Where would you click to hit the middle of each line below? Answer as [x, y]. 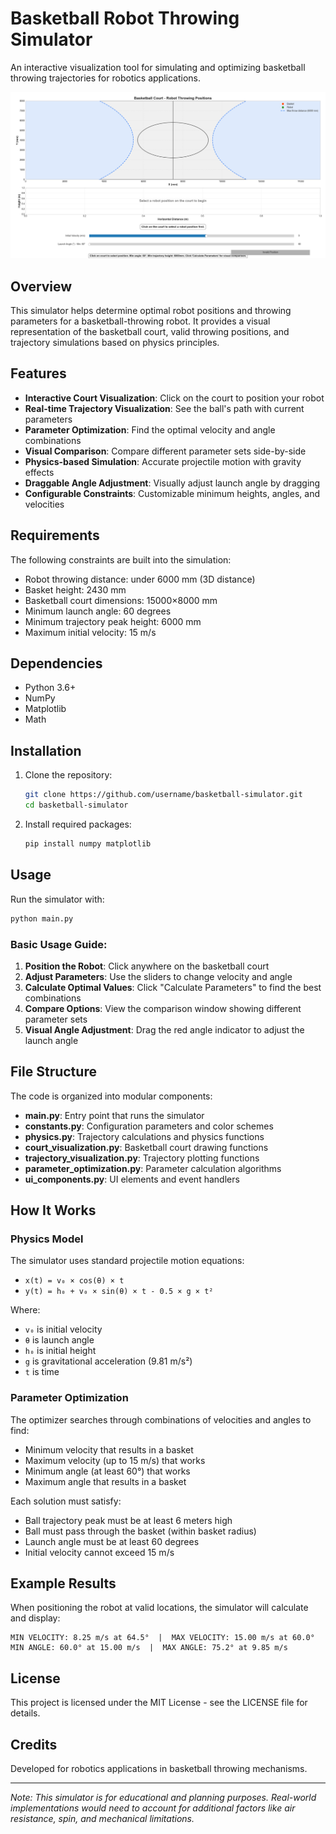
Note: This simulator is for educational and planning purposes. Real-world [163, 1798]
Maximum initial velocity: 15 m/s [90, 632]
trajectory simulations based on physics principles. [115, 343]
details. [25, 1713]
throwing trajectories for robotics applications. [105, 78]
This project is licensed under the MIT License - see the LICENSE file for [159, 1703]
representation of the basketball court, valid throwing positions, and [150, 332]
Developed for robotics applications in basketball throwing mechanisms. [159, 1769]
